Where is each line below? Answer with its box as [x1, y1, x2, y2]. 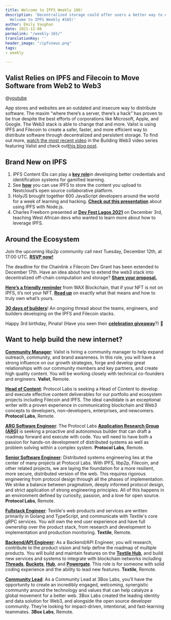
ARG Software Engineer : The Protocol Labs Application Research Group [5, 423, 159, 429]
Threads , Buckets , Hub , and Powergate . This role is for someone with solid [5, 561, 164, 567]
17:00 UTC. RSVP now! [5, 254, 53, 260]
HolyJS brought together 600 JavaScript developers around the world [12, 193, 159, 199]
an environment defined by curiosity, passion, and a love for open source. [5, 492, 160, 498]
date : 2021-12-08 [5, 27, 42, 32]
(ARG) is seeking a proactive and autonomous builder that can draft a [5, 428, 151, 434]
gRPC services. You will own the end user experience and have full [5, 518, 146, 525]
